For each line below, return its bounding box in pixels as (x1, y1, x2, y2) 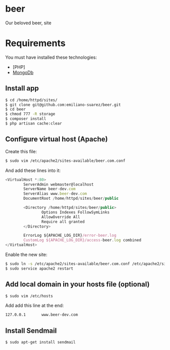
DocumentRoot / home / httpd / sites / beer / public (23, 196, 119, 201)
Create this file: (5, 148, 37, 154)
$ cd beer (5, 107, 26, 112)
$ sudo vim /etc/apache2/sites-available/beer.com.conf (5, 158, 125, 163)
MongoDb (12, 69, 34, 75)
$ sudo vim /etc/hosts (5, 293, 53, 298)
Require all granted (41, 219, 85, 224)
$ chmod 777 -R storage (5, 112, 56, 117)
